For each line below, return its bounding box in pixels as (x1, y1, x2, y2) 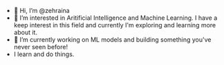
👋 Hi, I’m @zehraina (13, 7, 71, 14)
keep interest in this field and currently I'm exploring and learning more (13, 21, 216, 29)
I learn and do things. (13, 50, 75, 58)
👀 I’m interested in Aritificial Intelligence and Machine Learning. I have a (13, 14, 218, 22)
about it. (13, 28, 38, 36)
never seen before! (13, 43, 68, 51)
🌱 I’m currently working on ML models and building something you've (13, 36, 212, 44)
